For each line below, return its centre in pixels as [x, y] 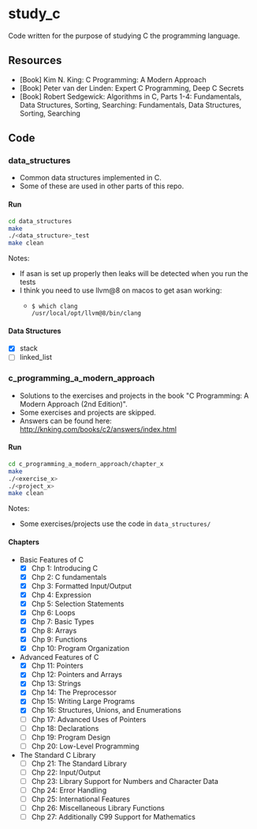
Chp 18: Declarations [65, 728]
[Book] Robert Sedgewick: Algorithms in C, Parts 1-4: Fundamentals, [130, 97]
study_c [34, 14]
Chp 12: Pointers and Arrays [76, 675]
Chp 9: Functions [59, 640]
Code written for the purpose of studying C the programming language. [124, 36]
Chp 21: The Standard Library [79, 763]
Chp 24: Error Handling [69, 790]
